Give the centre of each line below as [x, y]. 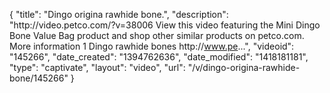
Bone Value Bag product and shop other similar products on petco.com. [157, 35]
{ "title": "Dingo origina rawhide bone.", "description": [119, 14]
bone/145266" [39, 78]
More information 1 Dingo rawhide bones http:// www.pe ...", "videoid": [152, 46]
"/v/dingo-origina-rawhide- [244, 67]
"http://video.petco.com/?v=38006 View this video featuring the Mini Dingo [165, 25]
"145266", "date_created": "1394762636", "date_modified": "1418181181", [159, 57]
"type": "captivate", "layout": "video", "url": [97, 67]
